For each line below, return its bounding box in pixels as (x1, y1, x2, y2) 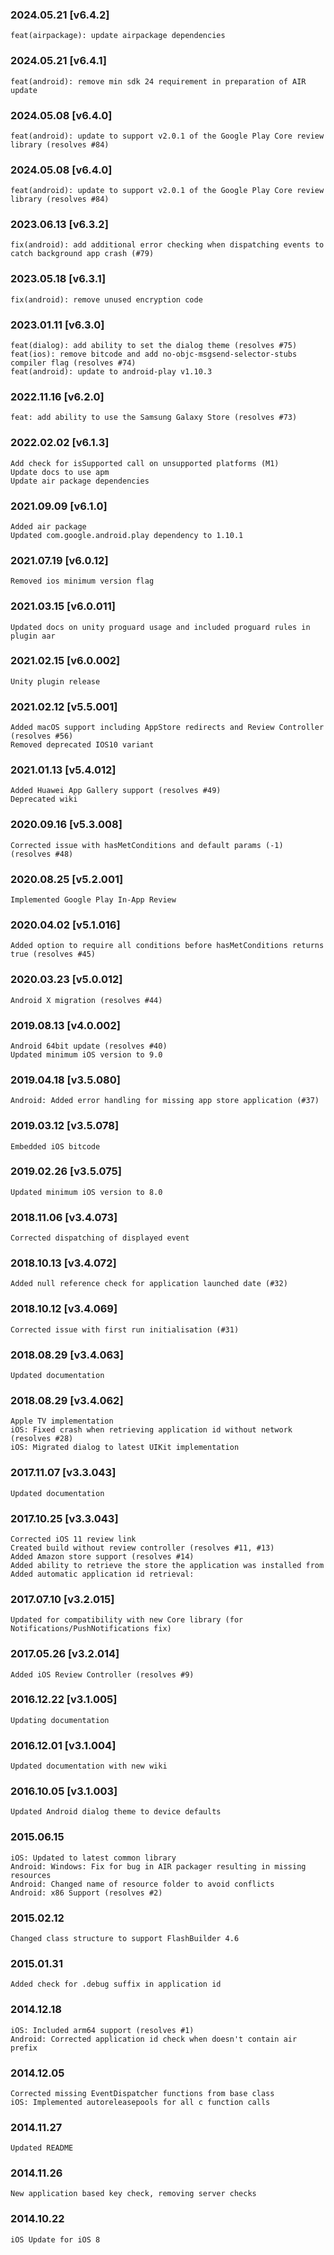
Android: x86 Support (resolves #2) (10, 1888, 163, 1898)
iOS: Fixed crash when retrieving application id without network (10, 1425, 293, 1435)
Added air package (10, 521, 87, 532)
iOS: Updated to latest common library (10, 1853, 177, 1863)
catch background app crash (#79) (10, 249, 155, 259)
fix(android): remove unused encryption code (10, 294, 203, 305)
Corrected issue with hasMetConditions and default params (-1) (10, 840, 284, 850)
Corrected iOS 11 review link (10, 1534, 137, 1544)
